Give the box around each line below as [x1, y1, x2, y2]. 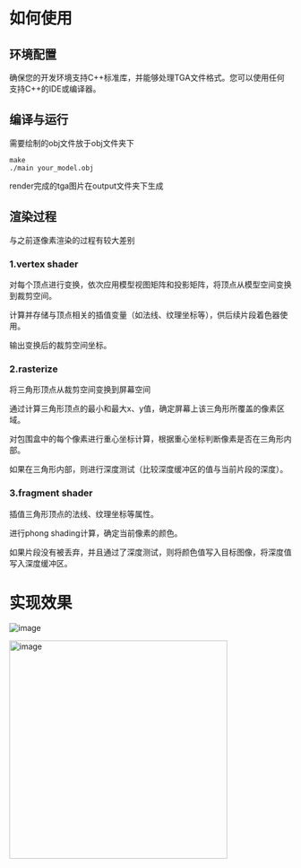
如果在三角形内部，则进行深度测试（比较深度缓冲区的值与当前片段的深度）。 [9, 464, 288, 475]
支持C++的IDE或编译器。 [9, 83, 101, 94]
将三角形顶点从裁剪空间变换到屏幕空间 [9, 384, 150, 395]
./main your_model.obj [9, 163, 94, 172]
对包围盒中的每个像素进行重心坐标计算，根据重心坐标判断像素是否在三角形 [9, 434, 284, 444]
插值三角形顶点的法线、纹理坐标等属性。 [9, 508, 159, 519]
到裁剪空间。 [9, 290, 56, 301]
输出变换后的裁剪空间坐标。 [9, 339, 112, 350]
